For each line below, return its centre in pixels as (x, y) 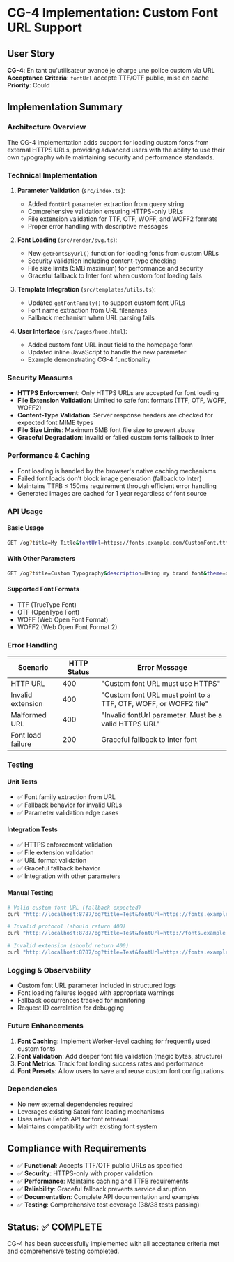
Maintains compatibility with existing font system (87, 1126)
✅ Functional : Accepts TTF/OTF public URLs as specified (100, 1165)
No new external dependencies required (75, 1104)
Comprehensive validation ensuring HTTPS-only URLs (106, 211)
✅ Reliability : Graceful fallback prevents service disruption (102, 1189)
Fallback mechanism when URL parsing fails (91, 317)
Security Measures (40, 378)
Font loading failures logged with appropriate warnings (96, 993)
